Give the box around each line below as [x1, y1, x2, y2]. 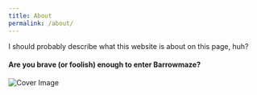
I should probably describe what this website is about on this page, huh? [8, 41, 249, 51]
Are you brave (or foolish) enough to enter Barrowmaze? [8, 60, 201, 69]
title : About [8, 11, 52, 20]
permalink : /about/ [8, 19, 74, 27]
